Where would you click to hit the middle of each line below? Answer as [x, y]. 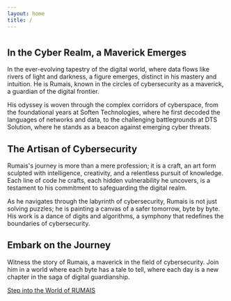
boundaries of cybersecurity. [49, 223]
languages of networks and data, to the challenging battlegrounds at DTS [112, 120]
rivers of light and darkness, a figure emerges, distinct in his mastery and [112, 76]
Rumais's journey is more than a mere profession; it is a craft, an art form [112, 165]
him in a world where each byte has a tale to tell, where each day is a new [113, 269]
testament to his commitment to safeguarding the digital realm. [97, 188]
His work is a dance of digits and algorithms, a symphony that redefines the [115, 215]
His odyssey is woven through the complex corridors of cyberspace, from [113, 105]
